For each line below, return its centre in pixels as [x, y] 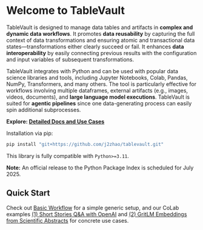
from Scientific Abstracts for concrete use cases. [68, 220]
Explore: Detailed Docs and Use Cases [55, 121]
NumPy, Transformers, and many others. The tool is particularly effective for [101, 84]
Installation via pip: [30, 133]
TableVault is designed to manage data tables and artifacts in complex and [100, 27]
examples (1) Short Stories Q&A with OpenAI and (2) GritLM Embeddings [97, 214]
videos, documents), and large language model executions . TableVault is [98, 97]
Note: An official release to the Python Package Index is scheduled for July [100, 168]
